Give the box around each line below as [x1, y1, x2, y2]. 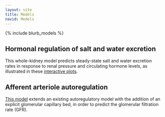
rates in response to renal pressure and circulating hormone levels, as [5, 63, 148, 69]
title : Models [5, 12, 35, 17]
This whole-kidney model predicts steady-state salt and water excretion [5, 58, 152, 64]
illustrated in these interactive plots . [5, 68, 78, 75]
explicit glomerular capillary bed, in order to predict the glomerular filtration [5, 102, 159, 107]
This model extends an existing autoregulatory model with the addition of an [5, 96, 161, 102]
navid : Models [5, 16, 35, 21]
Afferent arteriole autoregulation [5, 83, 108, 91]
